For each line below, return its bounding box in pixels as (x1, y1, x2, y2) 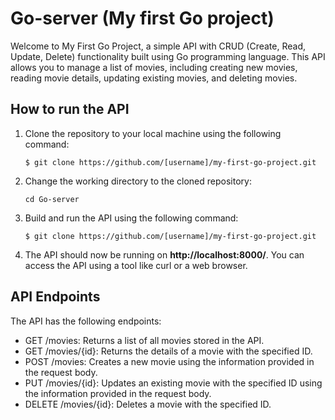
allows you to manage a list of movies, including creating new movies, (10, 61, 298, 73)
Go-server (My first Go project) (10, 7, 275, 30)
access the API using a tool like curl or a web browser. (24, 259, 248, 271)
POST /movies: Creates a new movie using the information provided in (24, 355, 315, 367)
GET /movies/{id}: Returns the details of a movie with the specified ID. (24, 345, 313, 357)
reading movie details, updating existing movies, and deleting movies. (10, 72, 298, 84)
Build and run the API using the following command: (24, 212, 239, 224)
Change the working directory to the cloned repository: (24, 175, 252, 187)
